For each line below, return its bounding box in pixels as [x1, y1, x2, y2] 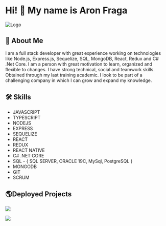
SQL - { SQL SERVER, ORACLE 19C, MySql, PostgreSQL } [12, 158, 133, 164]
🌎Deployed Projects [5, 190, 72, 198]
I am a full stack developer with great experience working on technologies [5, 50, 161, 56]
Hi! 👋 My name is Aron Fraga [5, 5, 128, 16]
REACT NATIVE [12, 147, 45, 153]
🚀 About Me [5, 36, 43, 45]
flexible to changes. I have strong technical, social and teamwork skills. [5, 66, 155, 72]
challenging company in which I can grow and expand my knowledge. [5, 77, 152, 84]
